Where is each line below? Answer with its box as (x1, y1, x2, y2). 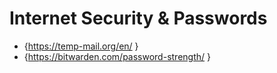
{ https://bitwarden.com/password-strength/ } (23, 50, 211, 62)
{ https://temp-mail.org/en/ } (23, 40, 139, 52)
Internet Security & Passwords (9, 7, 268, 30)
